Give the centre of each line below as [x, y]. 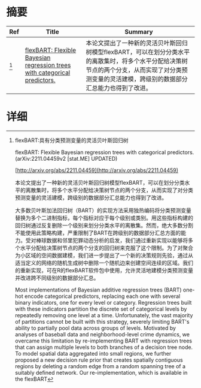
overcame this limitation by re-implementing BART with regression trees [103, 341]
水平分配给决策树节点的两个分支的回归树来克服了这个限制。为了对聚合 [106, 248]
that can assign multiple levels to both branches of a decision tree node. [104, 347]
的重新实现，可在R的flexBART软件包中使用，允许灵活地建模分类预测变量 [104, 270]
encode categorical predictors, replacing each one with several [102, 296]
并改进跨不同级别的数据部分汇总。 [57, 278]
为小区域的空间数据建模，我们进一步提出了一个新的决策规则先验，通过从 [104, 255]
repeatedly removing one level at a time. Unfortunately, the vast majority [104, 315]
